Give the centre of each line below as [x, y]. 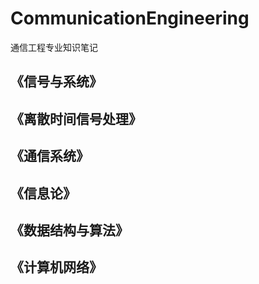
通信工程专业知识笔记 [54, 47]
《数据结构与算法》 [69, 230]
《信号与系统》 [56, 82]
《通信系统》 [50, 156]
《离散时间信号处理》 [76, 118]
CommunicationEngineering [130, 18]
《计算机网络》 [56, 267]
